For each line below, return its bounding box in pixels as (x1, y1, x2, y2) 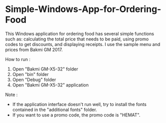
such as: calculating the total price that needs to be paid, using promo (5, 36, 149, 42)
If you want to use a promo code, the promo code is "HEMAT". (12, 111, 141, 118)
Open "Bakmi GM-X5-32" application (12, 81, 89, 88)
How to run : (5, 56, 31, 62)
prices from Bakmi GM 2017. (5, 46, 63, 52)
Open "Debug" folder (12, 76, 56, 82)
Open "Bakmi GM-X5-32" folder (12, 66, 78, 72)
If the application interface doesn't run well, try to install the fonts (12, 101, 147, 107)
